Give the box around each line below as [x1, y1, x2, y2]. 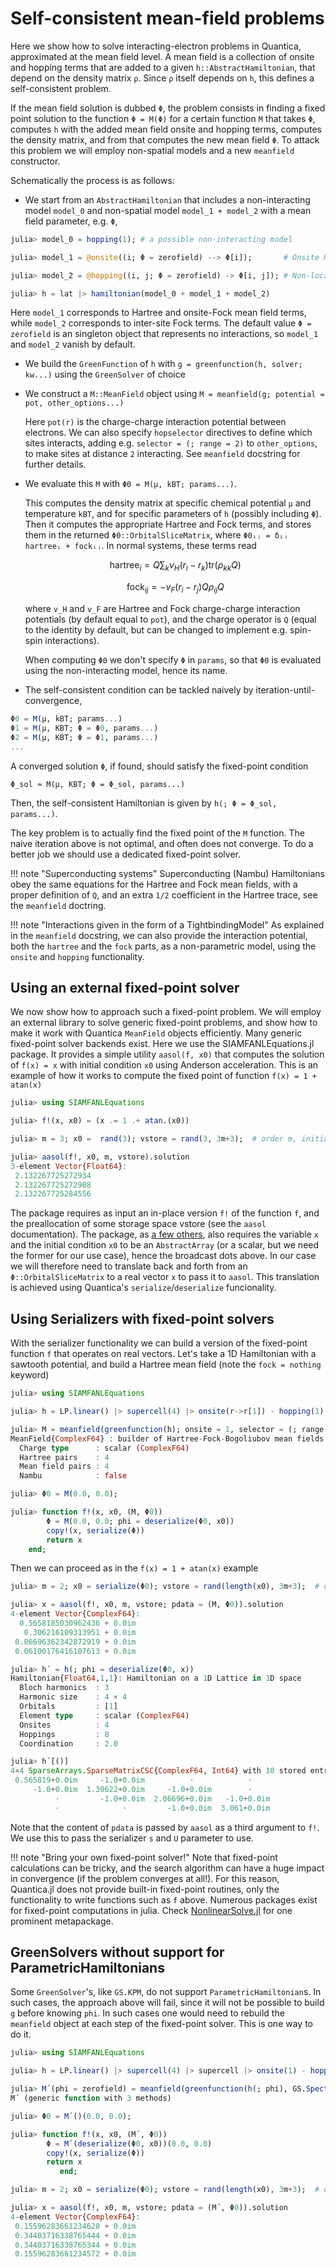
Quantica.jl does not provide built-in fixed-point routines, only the [10, 1883, 280, 1895]
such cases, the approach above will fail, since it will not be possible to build [10, 1997, 325, 2009]
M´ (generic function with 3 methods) [10, 2093, 172, 2104]
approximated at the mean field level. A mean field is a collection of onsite [10, 50, 315, 62]
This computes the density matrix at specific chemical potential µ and [24, 497, 312, 509]
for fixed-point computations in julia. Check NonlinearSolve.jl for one [10, 1904, 293, 1916]
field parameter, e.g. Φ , [24, 215, 118, 227]
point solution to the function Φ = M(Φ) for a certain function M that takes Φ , [10, 112, 316, 124]
